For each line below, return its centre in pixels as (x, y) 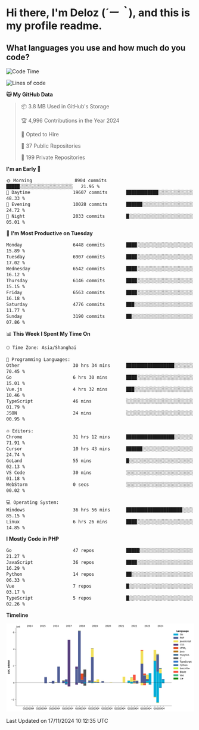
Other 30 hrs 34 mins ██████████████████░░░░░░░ (100, 366)
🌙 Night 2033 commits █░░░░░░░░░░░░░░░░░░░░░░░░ (100, 216)
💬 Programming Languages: (38, 360)
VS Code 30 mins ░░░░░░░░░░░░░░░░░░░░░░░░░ (100, 473)
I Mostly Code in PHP (33, 539)
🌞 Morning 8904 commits (57, 180)
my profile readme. (54, 26)
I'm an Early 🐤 (24, 169)
